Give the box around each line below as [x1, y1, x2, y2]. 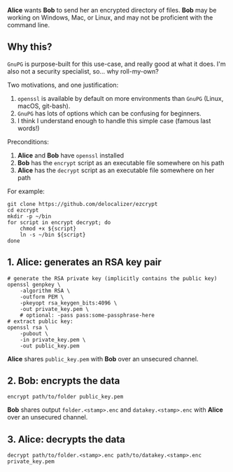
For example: [7, 187, 45, 195]
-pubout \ [20, 330, 49, 337]
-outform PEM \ [20, 293, 64, 300]
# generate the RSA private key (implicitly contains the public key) [7, 275, 218, 282]
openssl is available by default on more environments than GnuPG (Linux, [17, 94, 224, 102]
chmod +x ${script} [20, 225, 77, 232]
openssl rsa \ [7, 324, 49, 331]
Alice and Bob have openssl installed [17, 151, 125, 160]
